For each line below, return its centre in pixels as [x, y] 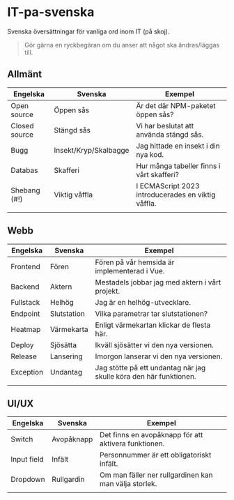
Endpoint [25, 313]
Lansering [66, 356]
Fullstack [25, 302]
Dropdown [28, 480]
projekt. [108, 291]
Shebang [25, 190]
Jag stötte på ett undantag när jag [150, 368]
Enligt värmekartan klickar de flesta [153, 325]
